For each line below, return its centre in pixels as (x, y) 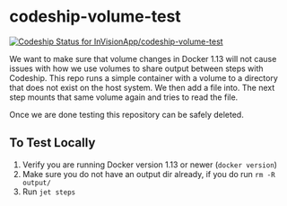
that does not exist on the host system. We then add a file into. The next (142, 87)
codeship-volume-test (95, 17)
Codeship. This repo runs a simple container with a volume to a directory (143, 77)
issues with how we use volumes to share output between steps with (136, 68)
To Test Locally (52, 143)
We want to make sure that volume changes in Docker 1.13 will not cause (143, 58)
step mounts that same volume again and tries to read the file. (124, 97)
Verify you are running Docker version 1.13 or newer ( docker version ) (150, 165)
